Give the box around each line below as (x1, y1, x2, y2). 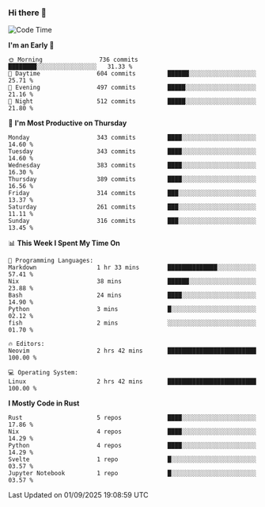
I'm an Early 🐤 (8, 40, 55, 50)
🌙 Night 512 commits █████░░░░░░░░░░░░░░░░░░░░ (8, 98, 257, 106)
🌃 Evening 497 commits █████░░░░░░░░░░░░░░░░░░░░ (8, 83, 257, 92)
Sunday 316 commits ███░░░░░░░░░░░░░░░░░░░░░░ (8, 217, 257, 225)
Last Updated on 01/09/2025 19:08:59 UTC (8, 490, 149, 500)
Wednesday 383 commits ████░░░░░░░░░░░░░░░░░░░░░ (8, 162, 257, 170)
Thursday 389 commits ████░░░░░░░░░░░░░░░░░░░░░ (8, 175, 257, 183)
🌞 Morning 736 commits (8, 56, 138, 64)
